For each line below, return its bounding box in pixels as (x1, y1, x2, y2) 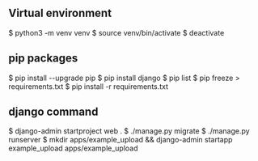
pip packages (8, 52, 78, 66)
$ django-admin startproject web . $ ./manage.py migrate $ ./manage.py (8, 126, 250, 136)
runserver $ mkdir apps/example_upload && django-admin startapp (8, 135, 233, 145)
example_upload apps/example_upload (8, 143, 139, 153)
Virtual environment (8, 6, 112, 20)
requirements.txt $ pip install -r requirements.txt (8, 81, 168, 91)
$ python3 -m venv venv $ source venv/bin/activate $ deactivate (8, 28, 225, 37)
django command (8, 105, 99, 119)
